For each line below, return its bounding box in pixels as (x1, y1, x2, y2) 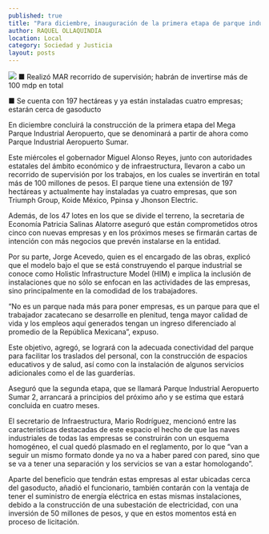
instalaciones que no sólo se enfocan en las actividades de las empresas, (8, 277, 251, 287)
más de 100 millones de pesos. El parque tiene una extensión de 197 (8, 178, 234, 188)
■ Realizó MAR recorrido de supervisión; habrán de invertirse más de (18, 72, 248, 81)
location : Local (8, 34, 62, 42)
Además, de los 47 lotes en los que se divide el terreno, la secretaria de (8, 211, 245, 220)
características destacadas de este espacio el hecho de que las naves (8, 425, 240, 434)
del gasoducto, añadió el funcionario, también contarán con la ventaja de (8, 483, 250, 492)
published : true (8, 11, 62, 20)
